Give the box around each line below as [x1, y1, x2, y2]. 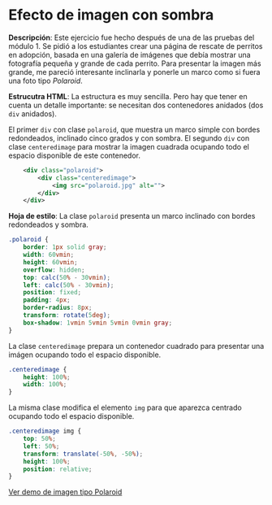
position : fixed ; [23, 289, 82, 297]
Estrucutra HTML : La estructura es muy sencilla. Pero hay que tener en [8, 91, 248, 101]
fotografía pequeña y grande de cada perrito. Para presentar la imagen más [8, 59, 261, 68]
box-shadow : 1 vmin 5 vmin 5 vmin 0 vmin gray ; [23, 319, 173, 327]
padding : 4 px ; [23, 296, 71, 304]
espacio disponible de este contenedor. [8, 150, 140, 160]
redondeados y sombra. [8, 220, 89, 229]
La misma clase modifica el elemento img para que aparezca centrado [8, 403, 242, 412]
